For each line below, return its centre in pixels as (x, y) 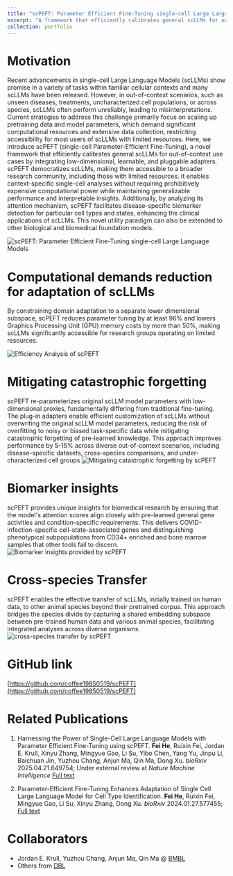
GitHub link (40, 664)
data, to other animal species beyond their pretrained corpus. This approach (116, 607)
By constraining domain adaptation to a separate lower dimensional (103, 311)
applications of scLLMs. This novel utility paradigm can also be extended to (115, 220)
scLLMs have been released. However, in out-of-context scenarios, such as (115, 95)
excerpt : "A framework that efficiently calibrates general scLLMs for (113, 20)
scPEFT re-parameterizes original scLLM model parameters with (100, 401)
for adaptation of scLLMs (81, 292)
